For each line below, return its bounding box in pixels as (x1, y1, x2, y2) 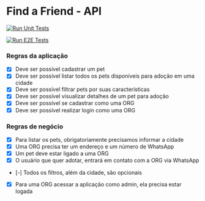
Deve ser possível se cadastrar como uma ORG (15, 100, 135, 107)
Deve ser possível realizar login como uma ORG (15, 106, 136, 114)
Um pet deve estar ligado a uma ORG (15, 150, 109, 157)
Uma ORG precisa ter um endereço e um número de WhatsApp (15, 142, 174, 150)
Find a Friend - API (6, 4, 102, 18)
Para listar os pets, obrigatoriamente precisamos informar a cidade (15, 136, 184, 143)
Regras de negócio (6, 122, 63, 131)
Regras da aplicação (6, 51, 69, 60)
